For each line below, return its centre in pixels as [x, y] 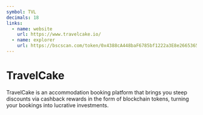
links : [14, 23]
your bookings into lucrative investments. [57, 105]
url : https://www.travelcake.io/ [59, 34]
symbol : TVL [21, 12]
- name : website [32, 29]
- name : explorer [34, 40]
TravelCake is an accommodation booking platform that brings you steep [97, 92]
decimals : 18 [23, 18]
